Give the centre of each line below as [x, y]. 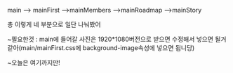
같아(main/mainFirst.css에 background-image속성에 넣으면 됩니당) [101, 48]
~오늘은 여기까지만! [34, 63]
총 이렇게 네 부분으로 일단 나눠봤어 [54, 24]
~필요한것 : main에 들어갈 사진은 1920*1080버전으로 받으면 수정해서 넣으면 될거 [117, 39]
